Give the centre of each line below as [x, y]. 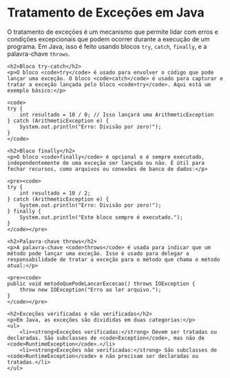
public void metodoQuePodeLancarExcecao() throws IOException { [101, 283]
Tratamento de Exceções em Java [106, 13]
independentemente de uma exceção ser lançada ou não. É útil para [106, 163]
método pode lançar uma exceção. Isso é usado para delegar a [98, 253]
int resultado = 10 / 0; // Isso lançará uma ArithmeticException [117, 115]
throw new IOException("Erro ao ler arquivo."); [91, 290]
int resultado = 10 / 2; [55, 193]
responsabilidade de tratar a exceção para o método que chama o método [114, 259]
